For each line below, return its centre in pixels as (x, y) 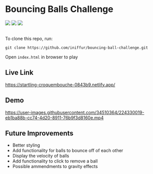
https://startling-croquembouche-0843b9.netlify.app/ (60, 85)
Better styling (26, 145)
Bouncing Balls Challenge (59, 9)
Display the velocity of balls (41, 156)
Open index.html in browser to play (42, 57)
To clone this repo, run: (29, 38)
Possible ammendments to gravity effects (55, 167)
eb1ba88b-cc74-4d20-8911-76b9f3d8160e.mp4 (54, 118)
